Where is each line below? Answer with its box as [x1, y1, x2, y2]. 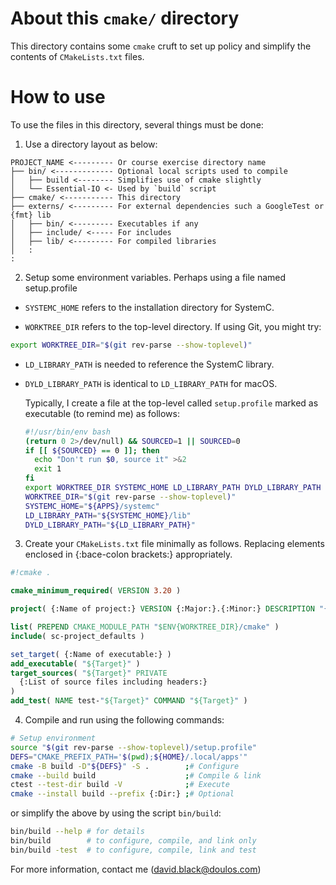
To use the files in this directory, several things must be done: [10, 118, 264, 131]
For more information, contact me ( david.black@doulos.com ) [10, 863, 262, 875]
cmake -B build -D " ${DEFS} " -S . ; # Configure [10, 761, 240, 771]
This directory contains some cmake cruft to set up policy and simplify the [10, 40, 312, 52]
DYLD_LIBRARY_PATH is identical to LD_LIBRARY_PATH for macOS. [24, 377, 278, 389]
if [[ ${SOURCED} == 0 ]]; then [24, 445, 160, 456]
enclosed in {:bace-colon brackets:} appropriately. [24, 548, 233, 561]
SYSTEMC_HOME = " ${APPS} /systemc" [24, 501, 160, 511]
